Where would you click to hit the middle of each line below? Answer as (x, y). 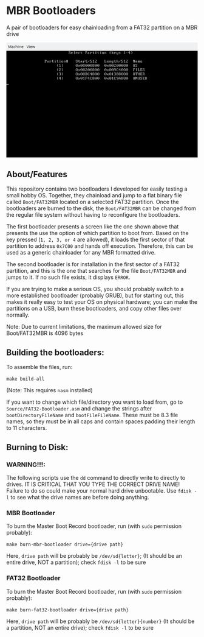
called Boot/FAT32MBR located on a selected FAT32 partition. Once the (93, 202)
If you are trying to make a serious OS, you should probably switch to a (95, 289)
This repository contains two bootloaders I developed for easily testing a (97, 189)
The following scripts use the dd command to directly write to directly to (96, 477)
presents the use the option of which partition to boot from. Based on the (98, 233)
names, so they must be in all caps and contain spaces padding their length (101, 421)
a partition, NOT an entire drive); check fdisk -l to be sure (80, 627)
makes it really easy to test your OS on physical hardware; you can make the (102, 302)
